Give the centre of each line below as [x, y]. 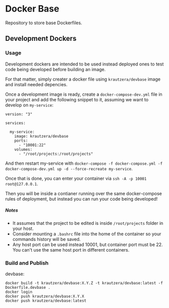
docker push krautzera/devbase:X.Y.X [45, 296]
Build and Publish [27, 263]
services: [16, 123]
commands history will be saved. [47, 239]
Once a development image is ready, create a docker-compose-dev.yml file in [84, 94]
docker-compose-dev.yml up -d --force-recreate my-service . [69, 168]
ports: [21, 141]
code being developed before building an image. [56, 69]
